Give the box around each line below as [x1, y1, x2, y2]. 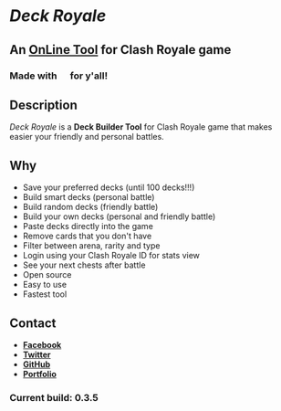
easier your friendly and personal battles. [9, 132, 164, 142]
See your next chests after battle [22, 259, 146, 270]
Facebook [22, 339, 62, 350]
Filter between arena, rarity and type [22, 240, 161, 251]
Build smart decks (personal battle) [22, 192, 155, 203]
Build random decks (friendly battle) [22, 202, 159, 213]
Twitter [22, 349, 51, 360]
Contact [9, 315, 57, 331]
